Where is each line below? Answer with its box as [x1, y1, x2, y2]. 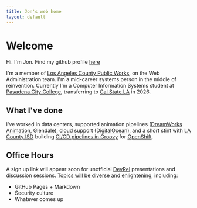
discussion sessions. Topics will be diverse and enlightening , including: [6, 172, 178, 179]
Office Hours [6, 150, 54, 160]
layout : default [6, 14, 46, 20]
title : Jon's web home [6, 8, 62, 15]
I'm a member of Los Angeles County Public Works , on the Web [6, 70, 160, 77]
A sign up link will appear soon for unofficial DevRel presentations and [6, 166, 176, 173]
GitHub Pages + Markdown [14, 183, 80, 190]
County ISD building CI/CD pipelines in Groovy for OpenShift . [6, 133, 154, 140]
